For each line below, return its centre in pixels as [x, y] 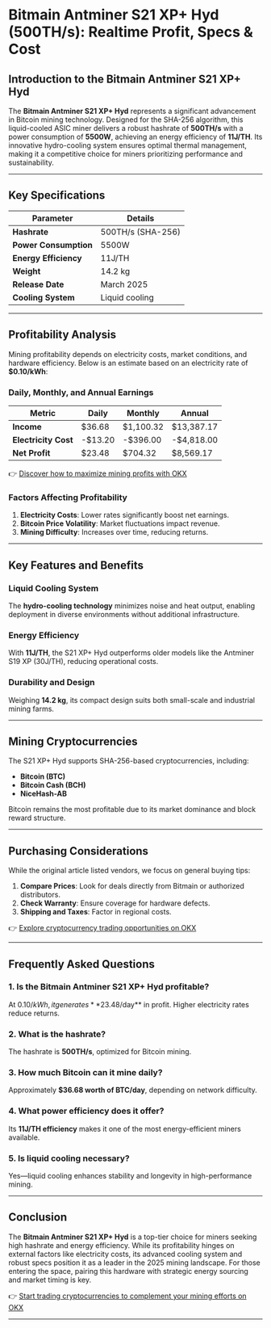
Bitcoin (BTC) [43, 776]
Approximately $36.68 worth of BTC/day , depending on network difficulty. [133, 1090]
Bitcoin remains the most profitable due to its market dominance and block [132, 809]
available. [24, 1137]
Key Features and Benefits [76, 565]
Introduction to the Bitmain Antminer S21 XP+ [125, 79]
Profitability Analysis [63, 335]
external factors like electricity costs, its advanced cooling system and [125, 1254]
